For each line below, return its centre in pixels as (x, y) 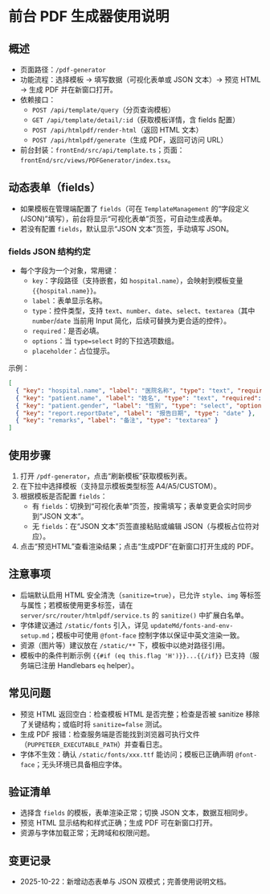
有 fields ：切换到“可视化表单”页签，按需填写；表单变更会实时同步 (142, 506)
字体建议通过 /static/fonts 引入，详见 (84, 625)
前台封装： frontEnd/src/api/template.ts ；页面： (102, 150)
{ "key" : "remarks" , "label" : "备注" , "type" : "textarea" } (117, 420)
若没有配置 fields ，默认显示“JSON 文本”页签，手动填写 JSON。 (127, 228)
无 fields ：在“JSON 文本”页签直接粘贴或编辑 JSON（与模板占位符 (142, 527)
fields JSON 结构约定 (49, 252)
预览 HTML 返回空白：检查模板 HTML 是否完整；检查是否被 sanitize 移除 (140, 714)
